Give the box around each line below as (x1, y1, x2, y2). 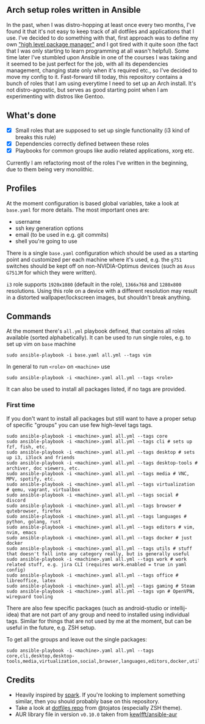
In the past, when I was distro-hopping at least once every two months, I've (6, 21, 196, 28)
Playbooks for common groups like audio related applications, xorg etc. (15, 147, 195, 154)
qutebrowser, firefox (6, 508, 62, 514)
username (15, 218, 41, 225)
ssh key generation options (15, 224, 84, 232)
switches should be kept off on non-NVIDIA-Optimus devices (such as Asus (6, 262, 195, 270)
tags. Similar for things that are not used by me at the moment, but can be (6, 617, 192, 624)
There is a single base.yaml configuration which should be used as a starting (6, 249, 198, 256)
